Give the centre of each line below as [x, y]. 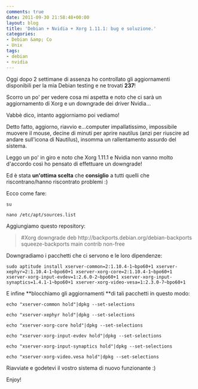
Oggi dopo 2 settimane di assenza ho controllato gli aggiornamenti [88, 79]
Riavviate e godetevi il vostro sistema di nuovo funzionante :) [81, 368]
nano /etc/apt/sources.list [41, 215]
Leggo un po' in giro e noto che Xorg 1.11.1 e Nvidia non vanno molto [90, 157]
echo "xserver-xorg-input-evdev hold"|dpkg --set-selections [84, 336]
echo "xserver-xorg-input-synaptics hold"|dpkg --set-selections [89, 346]
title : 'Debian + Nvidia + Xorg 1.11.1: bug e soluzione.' [81, 28]
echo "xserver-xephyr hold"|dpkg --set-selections [71, 315]
